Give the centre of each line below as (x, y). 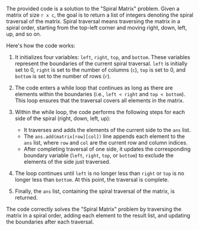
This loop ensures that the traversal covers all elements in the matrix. (99, 100)
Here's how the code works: (41, 45)
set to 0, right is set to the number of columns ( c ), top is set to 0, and (100, 70)
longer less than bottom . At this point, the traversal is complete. (92, 180)
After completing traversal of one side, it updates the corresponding (107, 149)
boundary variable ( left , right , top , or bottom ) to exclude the (99, 155)
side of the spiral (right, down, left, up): (63, 118)
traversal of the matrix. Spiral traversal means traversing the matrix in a (93, 21)
